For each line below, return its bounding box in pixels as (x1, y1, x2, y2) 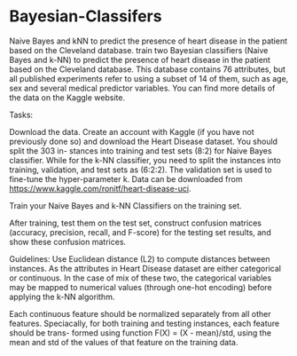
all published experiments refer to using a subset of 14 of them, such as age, (9, 73, 289, 83)
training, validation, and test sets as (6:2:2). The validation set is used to (9, 164, 272, 175)
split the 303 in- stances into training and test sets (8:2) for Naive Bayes (9, 145, 272, 156)
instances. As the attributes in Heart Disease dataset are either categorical (9, 263, 282, 273)
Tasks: (9, 109, 34, 120)
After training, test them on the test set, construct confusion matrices (9, 218, 262, 228)
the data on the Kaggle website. (9, 91, 126, 103)
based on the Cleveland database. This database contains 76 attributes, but (9, 64, 286, 75)
